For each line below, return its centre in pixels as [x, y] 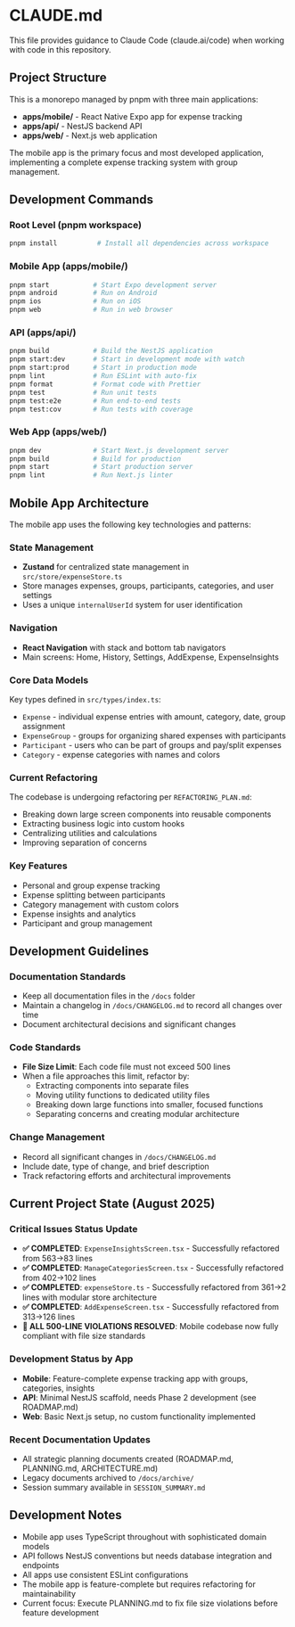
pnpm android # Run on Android [83, 293]
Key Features [39, 866]
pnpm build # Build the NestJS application [111, 351]
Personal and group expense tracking [91, 885]
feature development [61, 1612]
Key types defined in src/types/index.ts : [86, 699]
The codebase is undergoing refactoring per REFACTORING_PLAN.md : [131, 797]
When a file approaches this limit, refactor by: [106, 1076]
